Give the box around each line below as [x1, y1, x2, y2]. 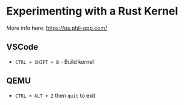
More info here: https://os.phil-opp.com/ [6, 24, 107, 32]
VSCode [6, 42, 38, 52]
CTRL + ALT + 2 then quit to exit [15, 92, 96, 99]
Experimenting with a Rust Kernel [6, 4, 179, 18]
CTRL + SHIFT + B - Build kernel [15, 58, 94, 65]
